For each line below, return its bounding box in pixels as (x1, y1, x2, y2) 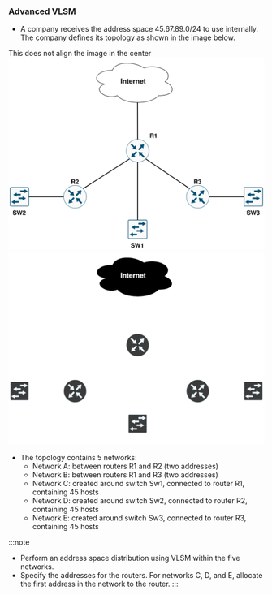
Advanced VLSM (8, 6, 76, 17)
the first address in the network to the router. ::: (19, 579, 179, 589)
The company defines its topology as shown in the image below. (19, 32, 235, 42)
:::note (8, 537, 30, 547)
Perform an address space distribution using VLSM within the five (19, 554, 240, 563)
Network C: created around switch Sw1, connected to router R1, (32, 479, 245, 489)
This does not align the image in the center (8, 49, 152, 58)
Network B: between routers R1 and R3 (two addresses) (32, 470, 219, 480)
